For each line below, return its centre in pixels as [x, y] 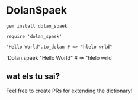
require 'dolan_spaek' [34, 36]
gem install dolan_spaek [37, 26]
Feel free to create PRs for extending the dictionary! [69, 91]
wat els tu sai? [33, 77]
